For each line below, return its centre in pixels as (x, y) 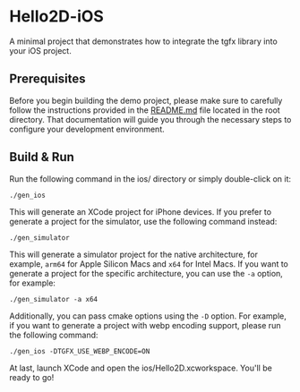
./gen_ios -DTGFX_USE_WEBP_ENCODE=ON (80, 351)
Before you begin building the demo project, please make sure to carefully (146, 100)
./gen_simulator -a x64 (54, 299)
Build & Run (42, 157)
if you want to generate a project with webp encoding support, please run (145, 325)
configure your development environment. (87, 129)
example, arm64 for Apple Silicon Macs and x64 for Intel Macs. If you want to (149, 264)
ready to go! (32, 377)
